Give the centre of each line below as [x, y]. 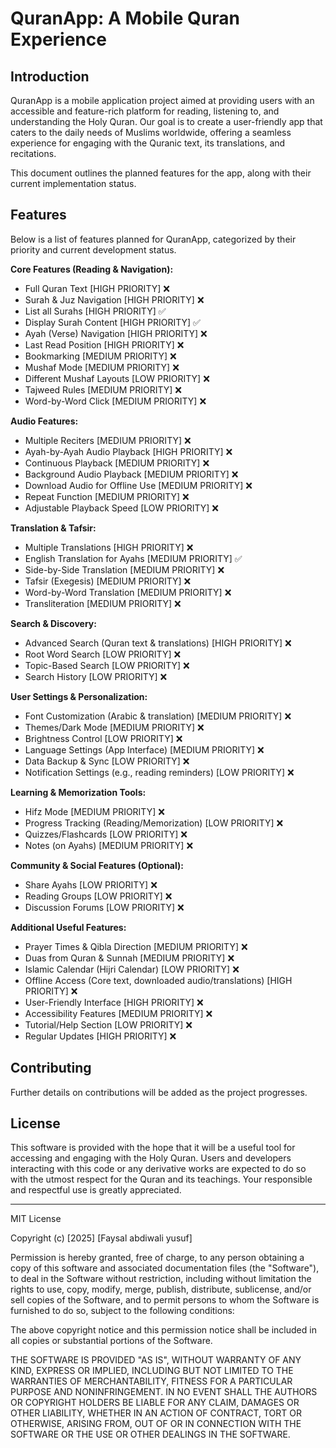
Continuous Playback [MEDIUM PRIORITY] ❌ [117, 463]
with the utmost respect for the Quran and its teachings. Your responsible [161, 1179]
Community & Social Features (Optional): [97, 865]
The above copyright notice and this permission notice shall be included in [163, 1330]
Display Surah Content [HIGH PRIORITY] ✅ [112, 322]
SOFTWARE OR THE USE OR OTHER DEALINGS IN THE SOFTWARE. [150, 1434]
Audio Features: [44, 421]
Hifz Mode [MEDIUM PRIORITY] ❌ [94, 811]
